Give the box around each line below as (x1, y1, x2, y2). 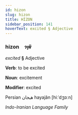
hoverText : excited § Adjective (5, 26, 73, 31)
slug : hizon (5, 12, 30, 17)
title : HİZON (5, 17, 33, 22)
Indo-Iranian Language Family (5, 104, 68, 110)
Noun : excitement (5, 74, 43, 81)
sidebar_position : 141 (5, 21, 53, 27)
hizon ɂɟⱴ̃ (5, 44, 32, 51)
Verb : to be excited (5, 65, 45, 71)
